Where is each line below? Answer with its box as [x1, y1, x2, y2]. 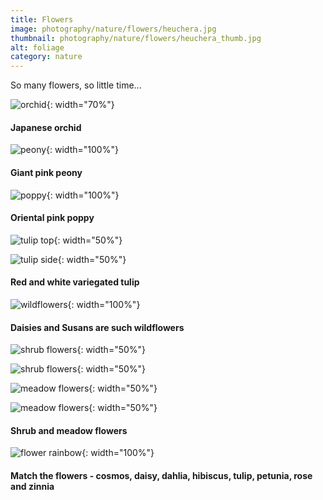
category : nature [10, 52, 83, 62]
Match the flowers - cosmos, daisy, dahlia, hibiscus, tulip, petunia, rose [10, 469, 313, 481]
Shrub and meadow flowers [10, 424, 128, 436]
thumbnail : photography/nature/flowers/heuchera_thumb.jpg [10, 33, 262, 43]
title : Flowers [10, 14, 74, 25]
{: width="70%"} [46, 99, 115, 111]
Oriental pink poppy [10, 212, 95, 224]
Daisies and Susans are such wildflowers [10, 321, 185, 333]
